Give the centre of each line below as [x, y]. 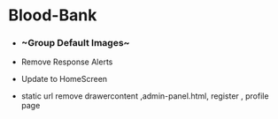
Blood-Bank [53, 15]
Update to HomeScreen [64, 79]
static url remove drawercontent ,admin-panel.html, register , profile [145, 96]
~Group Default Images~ [75, 43]
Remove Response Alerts [67, 62]
